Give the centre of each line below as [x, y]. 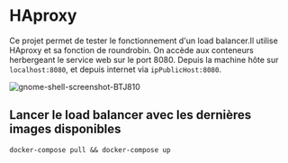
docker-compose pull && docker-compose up [90, 149]
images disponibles [65, 129]
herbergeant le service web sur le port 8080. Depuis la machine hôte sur [144, 59]
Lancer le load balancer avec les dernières [130, 115]
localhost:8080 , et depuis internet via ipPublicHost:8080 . [116, 69]
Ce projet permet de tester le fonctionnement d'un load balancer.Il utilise [144, 41]
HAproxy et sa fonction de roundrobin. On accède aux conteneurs [131, 50]
